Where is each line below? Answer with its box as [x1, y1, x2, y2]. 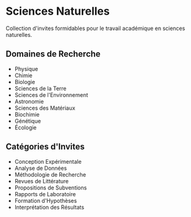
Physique [14, 65, 38, 72]
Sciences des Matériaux [14, 104, 76, 112]
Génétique [14, 117, 41, 124]
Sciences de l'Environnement [14, 91, 88, 99]
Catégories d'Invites [5, 142, 85, 152]
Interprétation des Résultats [14, 204, 85, 211]
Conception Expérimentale [14, 158, 82, 165]
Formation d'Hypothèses [14, 197, 77, 204]
